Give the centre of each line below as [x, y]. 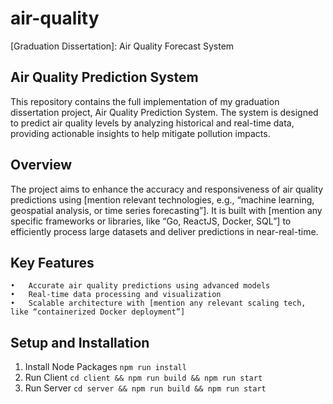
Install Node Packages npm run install [105, 367]
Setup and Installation [80, 342]
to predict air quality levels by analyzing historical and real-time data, [152, 123]
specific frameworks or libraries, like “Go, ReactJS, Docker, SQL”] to [151, 221]
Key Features [52, 262]
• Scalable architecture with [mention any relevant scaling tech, [158, 303]
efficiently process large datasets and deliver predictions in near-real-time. [164, 231]
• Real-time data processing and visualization [116, 295]
